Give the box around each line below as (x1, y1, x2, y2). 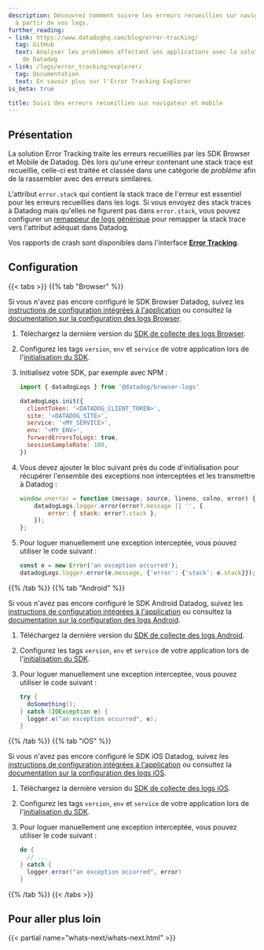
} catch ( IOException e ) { (19, 708, 108, 715)
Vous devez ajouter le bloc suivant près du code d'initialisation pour (19, 462, 240, 472)
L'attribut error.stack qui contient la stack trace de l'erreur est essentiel (8, 190, 242, 199)
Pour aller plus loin (8, 912, 101, 926)
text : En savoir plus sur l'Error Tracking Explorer (15, 77, 192, 85)
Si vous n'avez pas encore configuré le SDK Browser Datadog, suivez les (8, 297, 245, 306)
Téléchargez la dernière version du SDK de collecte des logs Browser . (19, 328, 246, 338)
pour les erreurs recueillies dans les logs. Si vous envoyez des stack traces (8, 198, 251, 207)
